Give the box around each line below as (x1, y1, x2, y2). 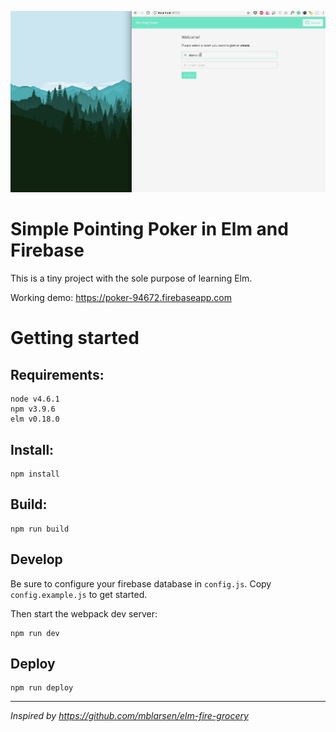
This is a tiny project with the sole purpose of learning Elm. (10, 272, 253, 285)
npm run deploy (10, 683, 74, 693)
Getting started (10, 327, 140, 350)
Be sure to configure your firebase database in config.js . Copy (10, 577, 272, 590)
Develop (10, 551, 63, 568)
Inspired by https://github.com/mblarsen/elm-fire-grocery (10, 710, 249, 722)
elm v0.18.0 (10, 414, 60, 425)
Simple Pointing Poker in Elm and (10, 218, 289, 241)
